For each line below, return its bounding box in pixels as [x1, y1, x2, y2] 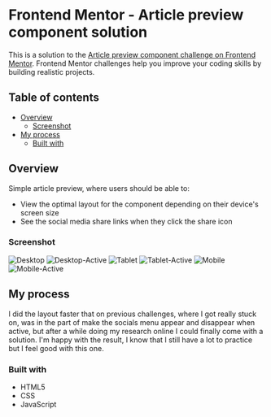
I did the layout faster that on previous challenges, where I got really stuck [8, 309, 257, 319]
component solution [8, 23, 148, 41]
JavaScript [20, 399, 57, 409]
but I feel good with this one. [8, 343, 104, 353]
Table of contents [8, 91, 99, 105]
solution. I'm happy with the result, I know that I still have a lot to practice [8, 335, 253, 345]
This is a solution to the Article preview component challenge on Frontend [8, 50, 256, 59]
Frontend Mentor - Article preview [8, 6, 244, 24]
